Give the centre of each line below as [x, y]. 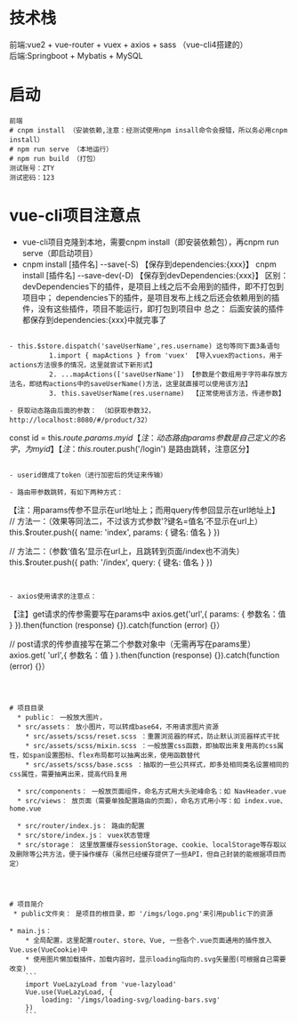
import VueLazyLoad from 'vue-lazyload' [101, 984]
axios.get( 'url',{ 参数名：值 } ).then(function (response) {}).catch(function [145, 655]
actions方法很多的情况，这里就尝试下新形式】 [83, 365]
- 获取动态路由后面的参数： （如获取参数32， [82, 410]
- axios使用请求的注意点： [53, 596]
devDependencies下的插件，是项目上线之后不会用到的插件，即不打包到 [153, 286]
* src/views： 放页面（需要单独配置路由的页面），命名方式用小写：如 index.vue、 [152, 801]
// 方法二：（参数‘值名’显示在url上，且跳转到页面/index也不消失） [127, 551]
